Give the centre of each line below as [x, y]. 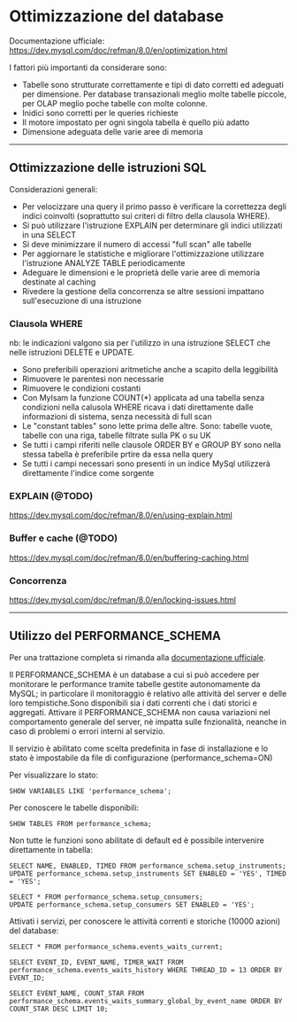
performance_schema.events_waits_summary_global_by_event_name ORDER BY [146, 1001]
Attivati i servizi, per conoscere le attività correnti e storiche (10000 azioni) [145, 921]
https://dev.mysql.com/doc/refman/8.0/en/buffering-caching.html [129, 558]
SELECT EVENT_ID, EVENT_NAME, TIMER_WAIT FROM [96, 962]
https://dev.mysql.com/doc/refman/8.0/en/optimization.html [118, 50]
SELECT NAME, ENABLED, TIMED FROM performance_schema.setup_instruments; [148, 866]
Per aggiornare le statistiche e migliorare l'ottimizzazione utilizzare [143, 254]
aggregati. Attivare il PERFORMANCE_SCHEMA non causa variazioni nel [140, 712]
